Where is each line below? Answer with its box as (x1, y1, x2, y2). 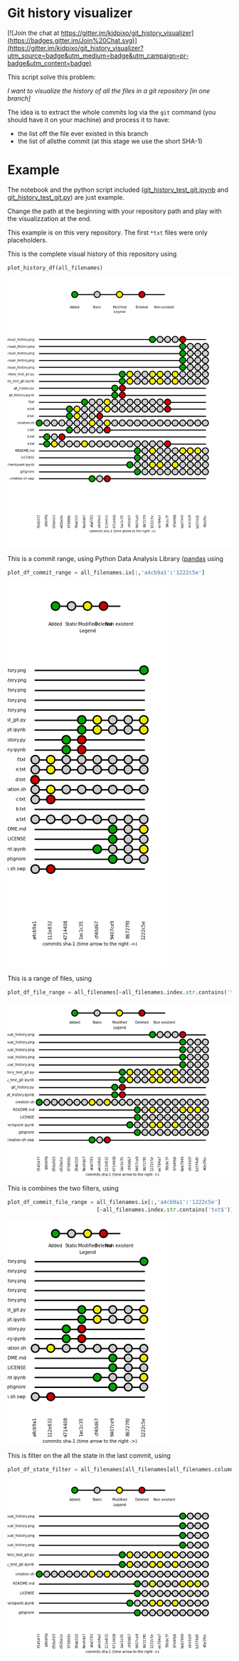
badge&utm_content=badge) (7, 58, 92, 67)
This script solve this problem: (7, 73, 96, 81)
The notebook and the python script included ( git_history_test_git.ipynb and (7, 185, 229, 194)
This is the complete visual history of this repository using (7, 250, 177, 258)
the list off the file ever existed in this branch (17, 129, 149, 138)
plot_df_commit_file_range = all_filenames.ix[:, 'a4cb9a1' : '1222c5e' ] (7, 1199, 221, 1206)
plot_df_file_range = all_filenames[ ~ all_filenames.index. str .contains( (7, 989, 228, 996)
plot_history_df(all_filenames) (7, 264, 103, 272)
